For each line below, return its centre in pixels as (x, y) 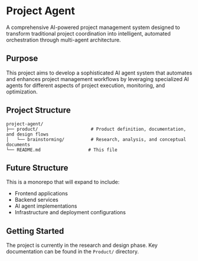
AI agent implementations (46, 206)
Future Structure (37, 168)
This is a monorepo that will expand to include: (63, 182)
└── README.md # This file (62, 150)
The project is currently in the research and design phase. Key (82, 245)
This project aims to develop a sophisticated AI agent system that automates (99, 73)
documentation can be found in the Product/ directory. (72, 252)
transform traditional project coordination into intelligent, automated (89, 33)
